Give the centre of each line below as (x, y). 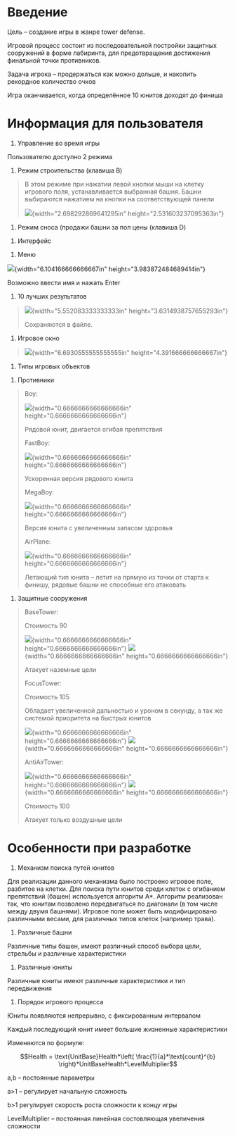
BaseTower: (41, 612)
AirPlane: (38, 541)
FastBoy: (37, 443)
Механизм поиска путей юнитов (66, 868)
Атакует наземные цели (60, 669)
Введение (38, 12)
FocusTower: (43, 683)
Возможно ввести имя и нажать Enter (64, 282)
